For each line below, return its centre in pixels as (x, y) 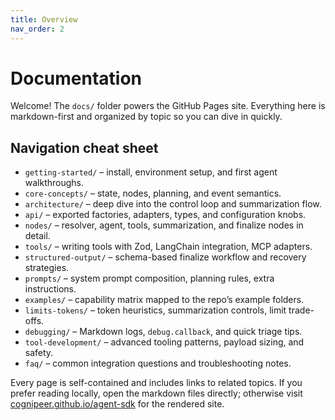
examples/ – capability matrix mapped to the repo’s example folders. (164, 300)
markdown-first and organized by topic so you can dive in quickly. (146, 117)
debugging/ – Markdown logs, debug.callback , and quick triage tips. (163, 332)
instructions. (50, 289)
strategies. (47, 268)
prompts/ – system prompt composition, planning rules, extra (149, 278)
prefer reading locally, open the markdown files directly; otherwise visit (156, 393)
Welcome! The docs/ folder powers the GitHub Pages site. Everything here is (168, 106)
